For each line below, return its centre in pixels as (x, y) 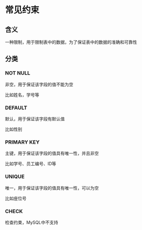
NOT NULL (18, 73)
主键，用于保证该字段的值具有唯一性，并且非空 (52, 153)
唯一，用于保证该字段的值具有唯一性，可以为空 (52, 188)
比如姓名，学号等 (22, 95)
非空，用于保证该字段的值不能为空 (39, 84)
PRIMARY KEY (22, 142)
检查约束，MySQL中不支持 (32, 222)
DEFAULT (16, 108)
